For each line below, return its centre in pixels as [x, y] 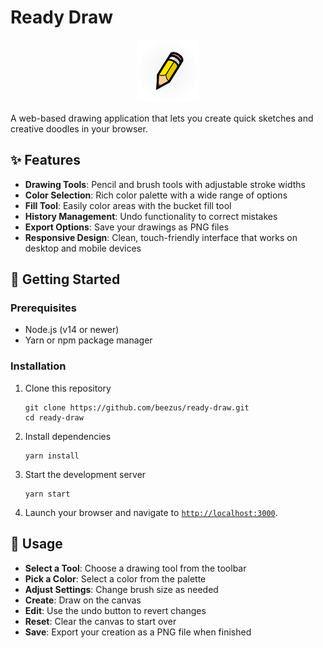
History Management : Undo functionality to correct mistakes [151, 216]
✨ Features [45, 160]
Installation [38, 366]
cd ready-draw [54, 417]
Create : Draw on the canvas [83, 600]
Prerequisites [43, 308]
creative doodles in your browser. [79, 128]
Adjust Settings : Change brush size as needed [121, 589]
